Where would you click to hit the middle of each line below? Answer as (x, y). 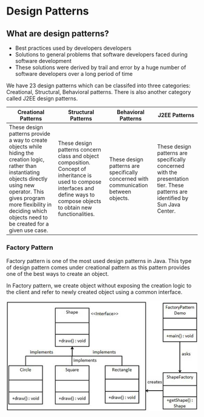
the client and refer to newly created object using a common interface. (94, 292)
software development (43, 61)
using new (22, 185)
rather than (23, 165)
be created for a (29, 224)
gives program (27, 198)
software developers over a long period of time (74, 74)
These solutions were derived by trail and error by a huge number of (100, 67)
